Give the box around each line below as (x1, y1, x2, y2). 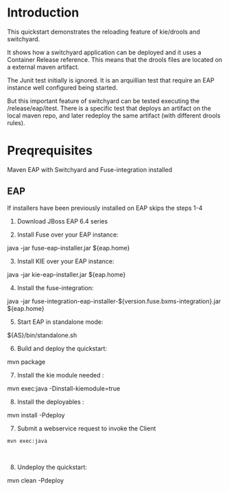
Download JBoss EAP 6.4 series (16, 217, 108, 225)
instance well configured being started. (7, 83, 118, 91)
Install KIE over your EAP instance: (16, 257, 114, 265)
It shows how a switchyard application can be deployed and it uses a (7, 48, 202, 56)
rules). (7, 118, 25, 127)
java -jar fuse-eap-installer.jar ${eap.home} (7, 243, 130, 252)
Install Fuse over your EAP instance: (16, 230, 119, 239)
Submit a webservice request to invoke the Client (16, 424, 156, 433)
